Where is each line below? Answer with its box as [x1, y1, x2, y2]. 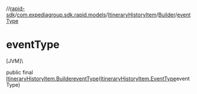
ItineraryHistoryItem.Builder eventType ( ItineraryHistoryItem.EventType [6, 75, 176, 82]
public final [6, 69, 34, 76]
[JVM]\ [6, 57, 24, 64]
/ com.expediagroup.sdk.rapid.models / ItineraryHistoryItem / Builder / [14, 11, 177, 18]
